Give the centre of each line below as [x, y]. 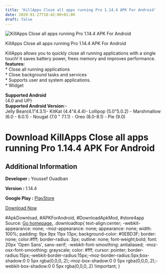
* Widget [15, 85]
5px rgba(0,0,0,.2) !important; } [88, 266]
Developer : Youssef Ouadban [37, 179]
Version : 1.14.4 [21, 189]
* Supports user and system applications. [48, 80]
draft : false [19, 19]
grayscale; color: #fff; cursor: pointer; [88, 250]
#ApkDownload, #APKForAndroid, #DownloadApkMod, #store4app [75, 218]
